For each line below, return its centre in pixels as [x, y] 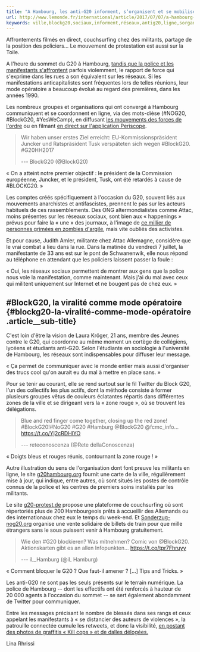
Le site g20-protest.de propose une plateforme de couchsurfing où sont [95, 505]
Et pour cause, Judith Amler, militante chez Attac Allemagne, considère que [99, 241]
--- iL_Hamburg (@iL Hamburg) [59, 560]
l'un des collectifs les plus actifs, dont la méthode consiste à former [89, 390]
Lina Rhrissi [20, 644]
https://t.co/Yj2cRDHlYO [51, 433]
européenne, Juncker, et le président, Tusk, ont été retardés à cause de [94, 180]
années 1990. [23, 95]
